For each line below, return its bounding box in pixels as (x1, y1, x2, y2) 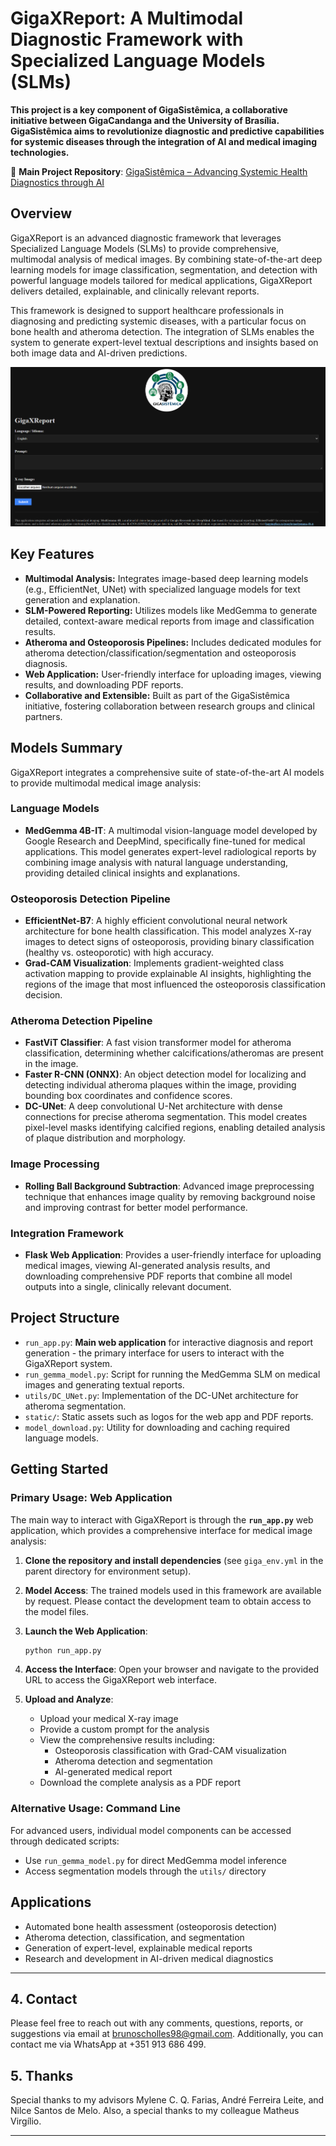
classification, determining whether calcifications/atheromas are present (24, 1047, 324, 1059)
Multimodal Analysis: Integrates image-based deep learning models (24, 572, 309, 584)
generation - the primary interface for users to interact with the (24, 1347, 285, 1359)
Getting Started (10, 1461, 109, 1478)
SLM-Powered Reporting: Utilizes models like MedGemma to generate (24, 604, 318, 616)
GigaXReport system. (24, 1357, 113, 1369)
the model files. (24, 1605, 90, 1617)
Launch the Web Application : (24, 1625, 148, 1637)
